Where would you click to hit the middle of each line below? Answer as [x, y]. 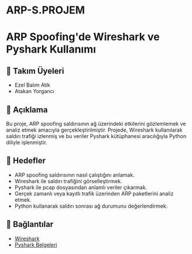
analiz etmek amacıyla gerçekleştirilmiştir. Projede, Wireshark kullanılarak [94, 130]
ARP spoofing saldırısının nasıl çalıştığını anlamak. [74, 175]
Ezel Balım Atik [32, 85]
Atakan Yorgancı [34, 91]
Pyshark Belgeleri [36, 245]
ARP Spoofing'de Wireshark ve [83, 37]
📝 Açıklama [27, 110]
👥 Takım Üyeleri [35, 71]
